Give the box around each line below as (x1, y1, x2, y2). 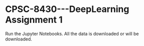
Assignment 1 (5, 14, 63, 25)
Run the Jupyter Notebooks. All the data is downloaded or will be (5, 30, 139, 36)
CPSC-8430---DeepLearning (5, 3, 129, 15)
